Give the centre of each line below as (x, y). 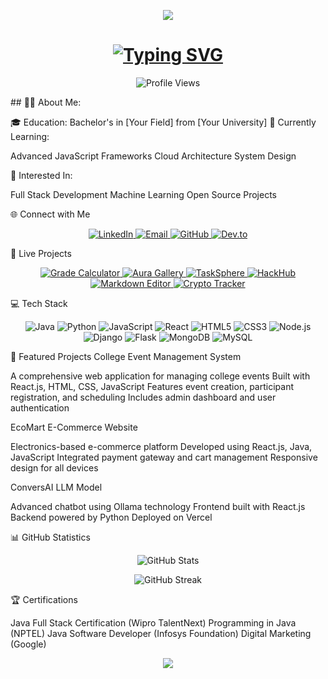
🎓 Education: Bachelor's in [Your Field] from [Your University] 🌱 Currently (163, 122)
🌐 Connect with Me (50, 214)
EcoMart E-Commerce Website (74, 427)
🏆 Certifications (44, 599)
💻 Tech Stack (39, 303)
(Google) (28, 644)
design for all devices (54, 467)
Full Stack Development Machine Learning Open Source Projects (143, 194)
